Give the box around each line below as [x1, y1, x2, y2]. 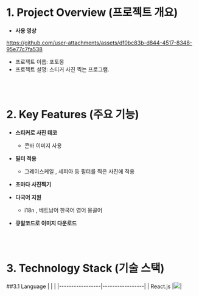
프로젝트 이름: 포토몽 [15, 58, 65, 65]
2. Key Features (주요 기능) [6, 108, 139, 122]
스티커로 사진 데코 [15, 129, 58, 136]
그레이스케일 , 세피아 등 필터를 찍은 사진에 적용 [24, 167, 135, 175]
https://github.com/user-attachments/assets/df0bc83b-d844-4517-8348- [6, 39, 193, 46]
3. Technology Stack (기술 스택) [6, 261, 165, 275]
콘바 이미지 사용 [24, 141, 62, 149]
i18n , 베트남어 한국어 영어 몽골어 [24, 206, 102, 214]
